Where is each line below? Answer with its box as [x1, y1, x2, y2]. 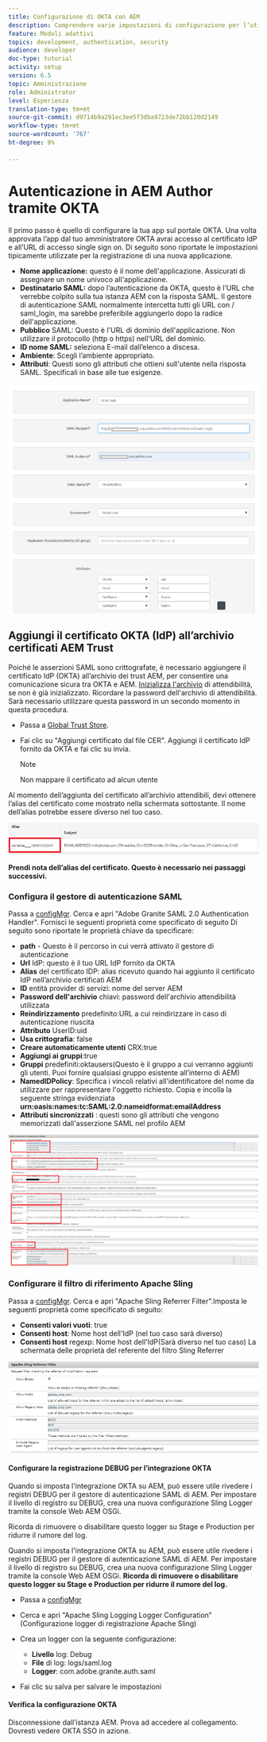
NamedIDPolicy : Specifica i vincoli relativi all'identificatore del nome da [19, 1077, 254, 1086]
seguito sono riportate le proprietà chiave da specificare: [8, 926, 195, 935]
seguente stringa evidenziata [19, 1094, 115, 1102]
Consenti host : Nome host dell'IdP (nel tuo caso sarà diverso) [19, 1328, 223, 1338]
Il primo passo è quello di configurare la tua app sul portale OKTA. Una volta [8, 225, 257, 234]
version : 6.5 [8, 72, 52, 79]
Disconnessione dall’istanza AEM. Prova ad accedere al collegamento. [8, 1717, 238, 1728]
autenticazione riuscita [19, 1017, 95, 1027]
